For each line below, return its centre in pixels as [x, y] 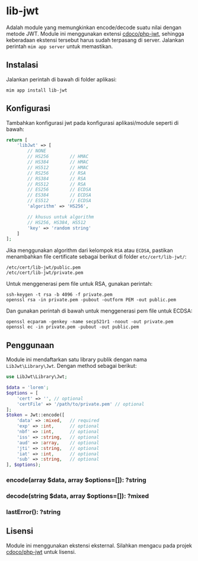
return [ [17, 140]
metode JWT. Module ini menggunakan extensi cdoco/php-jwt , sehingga [95, 33]
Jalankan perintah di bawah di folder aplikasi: [61, 79]
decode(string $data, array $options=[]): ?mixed [78, 496]
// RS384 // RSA [57, 179]
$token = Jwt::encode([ [36, 415]
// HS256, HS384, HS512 [57, 222]
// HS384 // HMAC [58, 162]
